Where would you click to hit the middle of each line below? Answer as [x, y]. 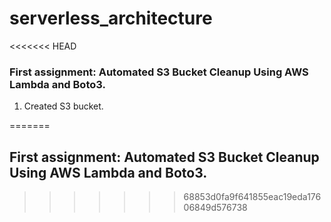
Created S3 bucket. [63, 106]
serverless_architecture [111, 18]
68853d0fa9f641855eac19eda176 [252, 197]
